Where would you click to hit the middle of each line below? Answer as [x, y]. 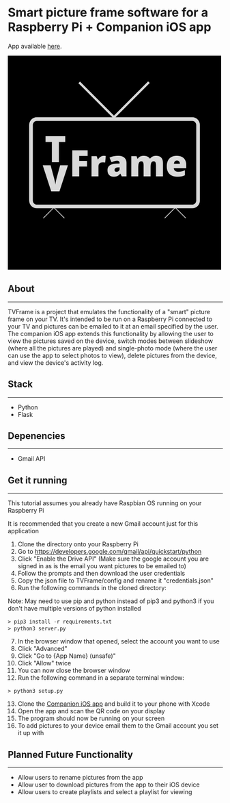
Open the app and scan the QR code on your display [91, 711]
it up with [31, 733]
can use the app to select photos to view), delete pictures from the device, [113, 355]
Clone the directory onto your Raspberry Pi [78, 544]
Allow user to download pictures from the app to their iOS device [109, 785]
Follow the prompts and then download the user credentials [101, 574]
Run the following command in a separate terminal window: [101, 678]
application [24, 531]
